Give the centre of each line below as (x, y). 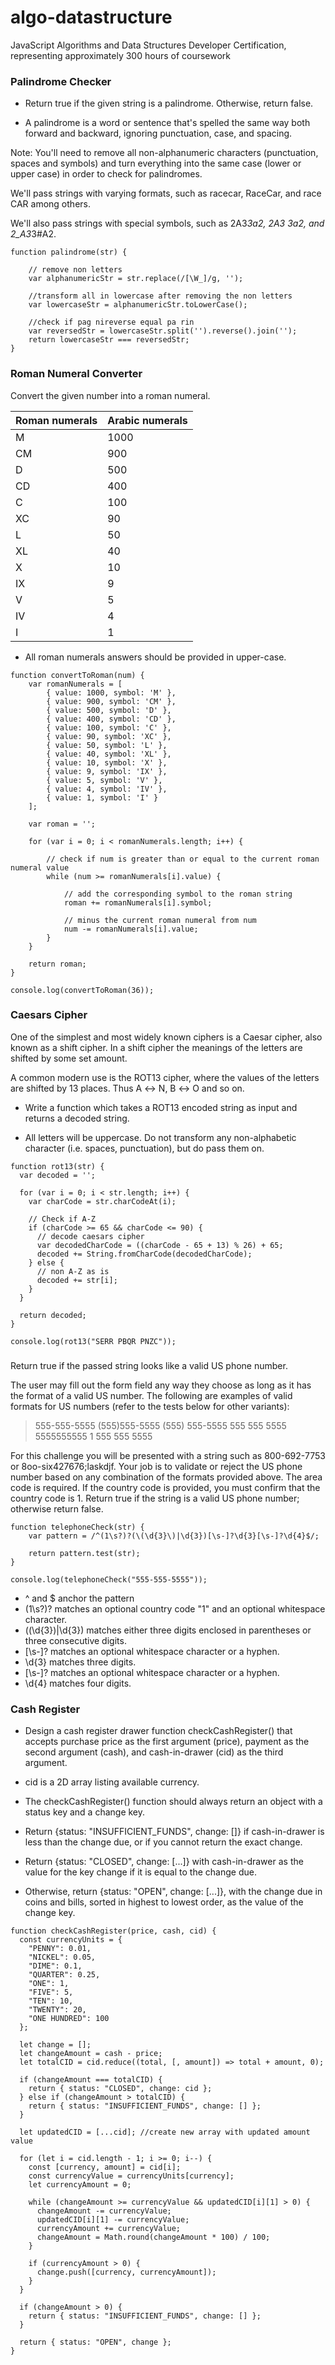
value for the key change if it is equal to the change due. (140, 1872)
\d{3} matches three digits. (80, 1662)
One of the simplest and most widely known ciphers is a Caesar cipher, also (166, 1037)
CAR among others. (50, 204)
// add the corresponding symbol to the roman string (178, 894)
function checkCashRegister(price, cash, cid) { (113, 1931)
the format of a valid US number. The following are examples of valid (151, 1395)
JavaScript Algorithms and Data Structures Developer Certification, (148, 45)
